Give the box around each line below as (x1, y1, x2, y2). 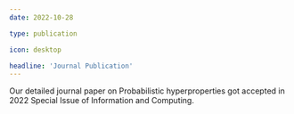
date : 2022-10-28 (9, 12, 74, 22)
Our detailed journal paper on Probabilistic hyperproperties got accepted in (9, 85, 285, 96)
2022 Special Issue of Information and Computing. (9, 95, 194, 106)
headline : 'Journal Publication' (9, 61, 134, 70)
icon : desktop (9, 45, 62, 54)
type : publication (9, 28, 78, 38)
